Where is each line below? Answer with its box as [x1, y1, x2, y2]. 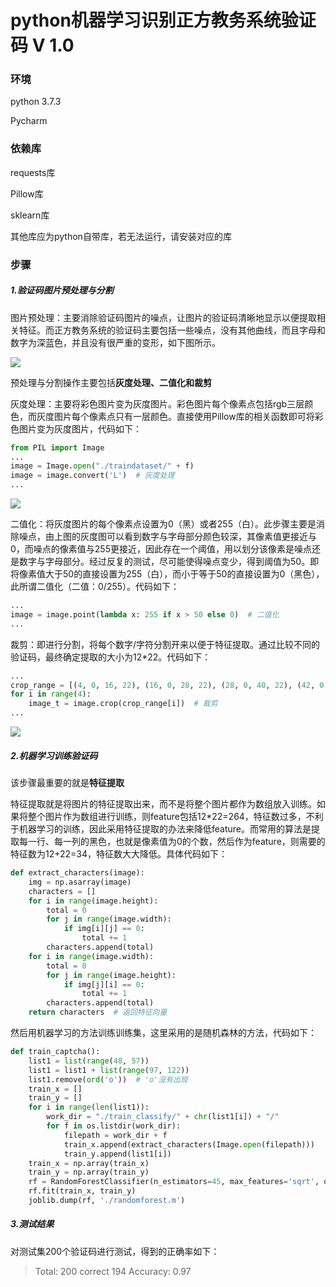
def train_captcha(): [10, 1047, 101, 1057]
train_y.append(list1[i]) [63, 1149, 172, 1159]
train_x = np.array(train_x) [28, 1158, 150, 1168]
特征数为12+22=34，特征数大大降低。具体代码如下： [10, 848, 228, 860]
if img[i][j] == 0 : [63, 924, 145, 934]
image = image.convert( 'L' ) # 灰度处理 [10, 471, 175, 481]
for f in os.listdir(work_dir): [46, 1121, 182, 1131]
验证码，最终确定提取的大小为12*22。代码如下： [10, 651, 212, 663]
